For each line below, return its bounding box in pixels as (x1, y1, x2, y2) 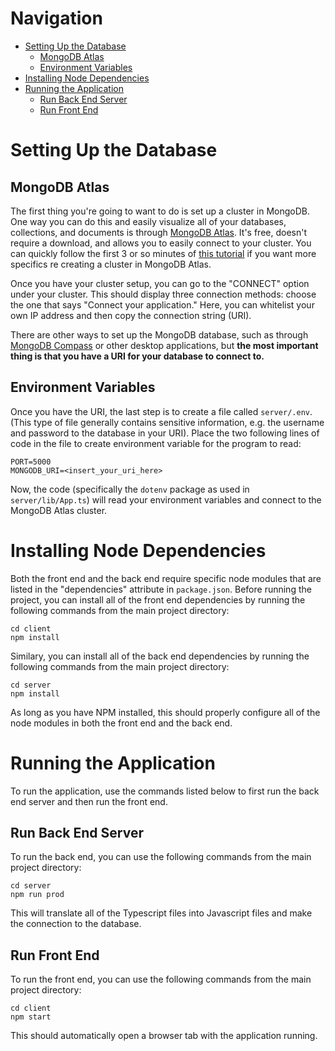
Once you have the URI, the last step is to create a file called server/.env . (10, 405, 313, 417)
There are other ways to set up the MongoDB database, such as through (10, 328, 309, 341)
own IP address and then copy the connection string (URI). (10, 309, 252, 321)
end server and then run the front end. (10, 795, 168, 807)
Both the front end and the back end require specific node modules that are (10, 572, 322, 584)
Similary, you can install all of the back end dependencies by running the (10, 650, 310, 662)
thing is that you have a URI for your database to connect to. (10, 350, 265, 362)
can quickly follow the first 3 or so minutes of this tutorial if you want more (10, 247, 317, 259)
